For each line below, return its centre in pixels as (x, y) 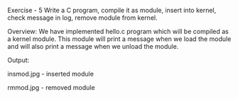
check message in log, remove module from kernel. (82, 18)
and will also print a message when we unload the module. (93, 46)
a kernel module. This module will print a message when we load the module (119, 39)
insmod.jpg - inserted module (51, 74)
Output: (18, 60)
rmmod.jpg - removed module (51, 87)
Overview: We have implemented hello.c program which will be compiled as (118, 31)
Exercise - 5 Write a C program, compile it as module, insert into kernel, (112, 10)
